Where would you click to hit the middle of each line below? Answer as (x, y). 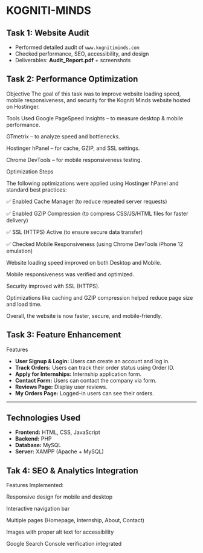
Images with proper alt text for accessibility (60, 532)
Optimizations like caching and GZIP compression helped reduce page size (100, 297)
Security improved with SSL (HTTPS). (53, 286)
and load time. (24, 304)
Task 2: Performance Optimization (72, 79)
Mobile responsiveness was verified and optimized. (70, 274)
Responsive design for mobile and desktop (60, 497)
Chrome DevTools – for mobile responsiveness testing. (74, 160)
